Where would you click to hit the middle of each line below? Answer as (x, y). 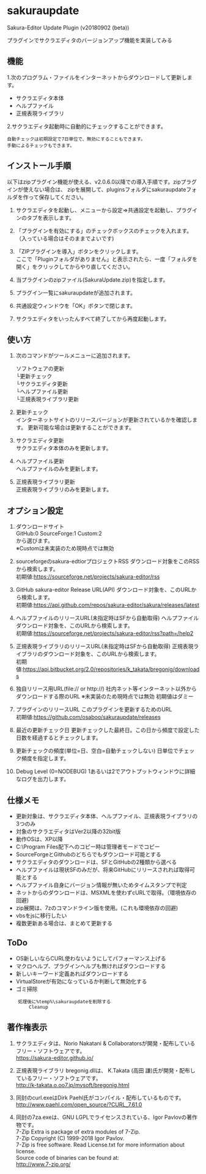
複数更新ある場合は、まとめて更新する (64, 923)
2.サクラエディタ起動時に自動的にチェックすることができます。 (87, 126)
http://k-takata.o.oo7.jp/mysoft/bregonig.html (73, 1085)
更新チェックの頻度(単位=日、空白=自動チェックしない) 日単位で (97, 751)
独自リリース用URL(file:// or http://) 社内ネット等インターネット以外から (106, 689)
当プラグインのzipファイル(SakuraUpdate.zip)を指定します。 (92, 280)
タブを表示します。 (51, 217)
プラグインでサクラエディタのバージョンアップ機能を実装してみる (90, 40)
